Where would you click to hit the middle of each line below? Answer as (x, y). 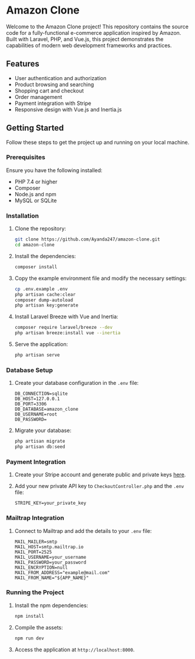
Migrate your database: (43, 430)
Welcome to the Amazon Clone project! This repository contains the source (97, 27)
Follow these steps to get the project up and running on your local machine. (98, 142)
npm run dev (29, 638)
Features (23, 64)
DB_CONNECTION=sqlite (41, 394)
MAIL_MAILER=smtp (36, 542)
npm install (29, 616)
